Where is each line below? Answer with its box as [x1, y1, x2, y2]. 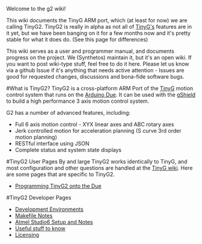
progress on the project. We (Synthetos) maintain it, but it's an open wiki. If [6, 54, 192, 61]
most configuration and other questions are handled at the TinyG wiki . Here [6, 165, 193, 171]
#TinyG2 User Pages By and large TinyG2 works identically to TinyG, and [6, 158, 188, 165]
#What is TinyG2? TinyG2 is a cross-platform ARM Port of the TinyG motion [6, 85, 194, 92]
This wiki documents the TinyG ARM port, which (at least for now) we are [6, 17, 188, 23]
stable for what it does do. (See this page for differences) [6, 36, 148, 43]
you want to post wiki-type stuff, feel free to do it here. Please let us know [6, 60, 189, 67]
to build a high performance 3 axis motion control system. [6, 97, 150, 105]
